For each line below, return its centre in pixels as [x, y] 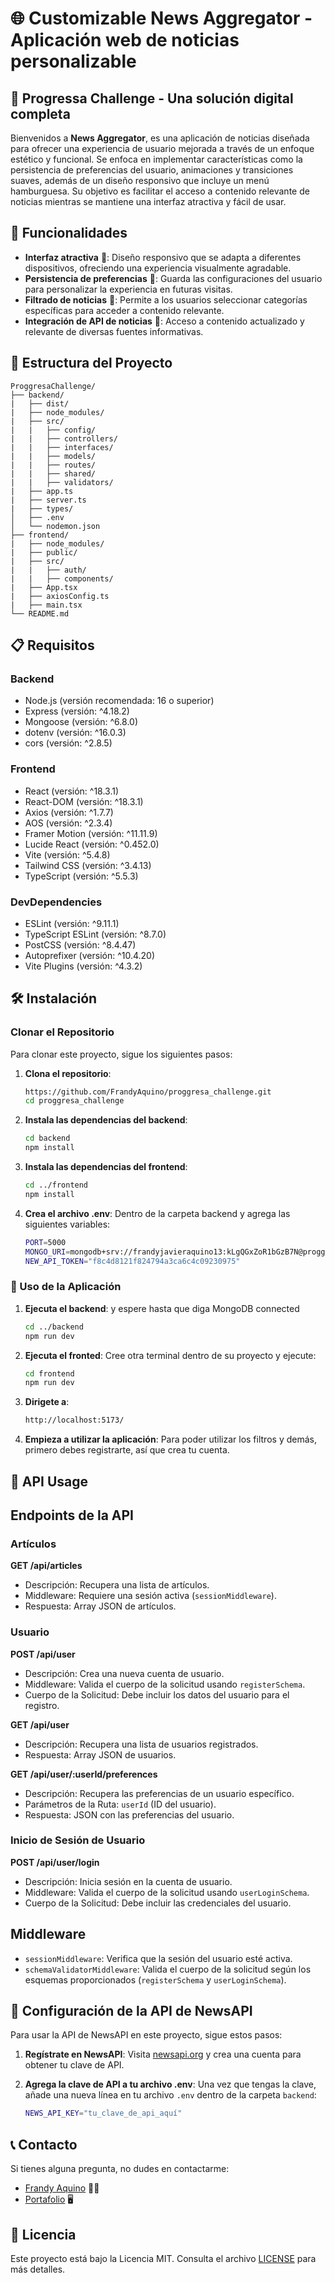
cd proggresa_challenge [74, 1101]
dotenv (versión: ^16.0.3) [75, 733]
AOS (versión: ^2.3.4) [68, 823]
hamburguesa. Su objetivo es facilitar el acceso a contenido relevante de [160, 191]
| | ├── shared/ [53, 473]
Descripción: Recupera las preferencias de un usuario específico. [159, 1793]
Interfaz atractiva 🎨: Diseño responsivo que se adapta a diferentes [163, 257]
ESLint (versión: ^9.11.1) [72, 923]
